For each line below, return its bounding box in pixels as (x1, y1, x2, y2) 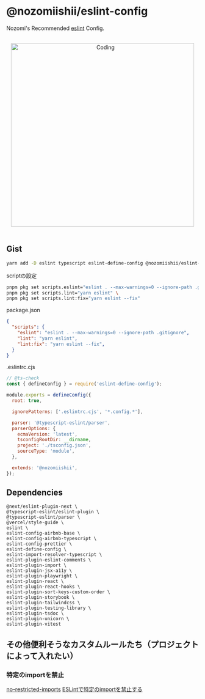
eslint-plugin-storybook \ (6, 595, 75, 601)
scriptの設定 (6, 272, 37, 279)
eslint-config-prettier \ (6, 541, 72, 547)
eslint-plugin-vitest (6, 621, 62, 628)
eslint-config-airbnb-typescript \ (6, 536, 97, 542)
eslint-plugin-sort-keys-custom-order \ (6, 589, 111, 595)
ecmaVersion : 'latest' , (17, 431, 78, 437)
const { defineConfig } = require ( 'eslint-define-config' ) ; (6, 381, 163, 387)
